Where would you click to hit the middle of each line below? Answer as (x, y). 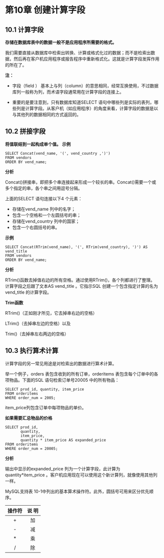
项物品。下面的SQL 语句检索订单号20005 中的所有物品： (62, 380)
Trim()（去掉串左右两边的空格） (37, 334)
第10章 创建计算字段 (45, 10)
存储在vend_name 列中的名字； (44, 209)
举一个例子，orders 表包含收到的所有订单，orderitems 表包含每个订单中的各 (82, 374)
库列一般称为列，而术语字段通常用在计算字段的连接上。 (68, 92)
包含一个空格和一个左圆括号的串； (47, 215)
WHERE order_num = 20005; (31, 448)
